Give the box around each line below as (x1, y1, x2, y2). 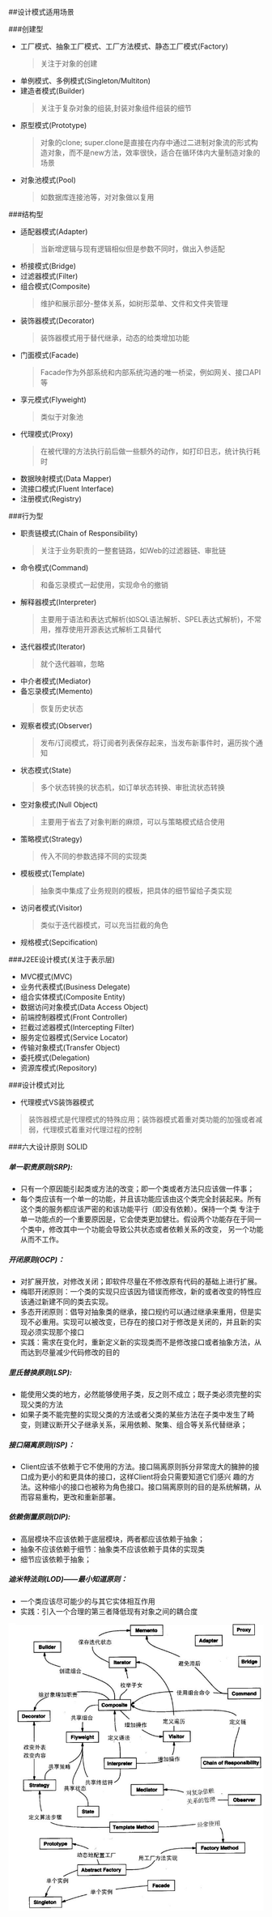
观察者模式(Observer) (19, 721, 93, 731)
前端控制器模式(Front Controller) (19, 1012, 128, 1022)
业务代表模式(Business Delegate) (19, 982, 131, 991)
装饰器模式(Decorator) (19, 316, 95, 326)
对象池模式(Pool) (19, 175, 77, 185)
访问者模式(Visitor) (19, 903, 83, 913)
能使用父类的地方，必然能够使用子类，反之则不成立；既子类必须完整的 (19, 1389, 255, 1399)
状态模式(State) (19, 765, 72, 775)
